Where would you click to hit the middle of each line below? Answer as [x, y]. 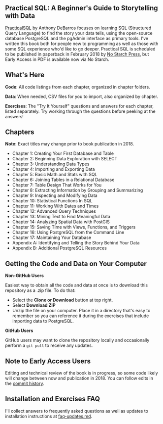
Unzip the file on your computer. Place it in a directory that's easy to [81, 311]
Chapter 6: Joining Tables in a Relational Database [63, 180]
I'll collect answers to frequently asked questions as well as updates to [77, 411]
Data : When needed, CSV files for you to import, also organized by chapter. [82, 96]
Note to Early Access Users [48, 361]
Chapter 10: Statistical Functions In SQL [52, 201]
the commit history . [25, 383]
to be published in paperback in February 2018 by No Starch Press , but [77, 54]
